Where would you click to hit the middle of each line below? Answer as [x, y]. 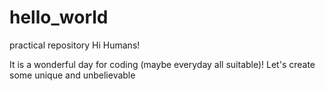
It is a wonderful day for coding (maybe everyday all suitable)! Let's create [162, 64]
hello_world [59, 17]
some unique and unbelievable [72, 75]
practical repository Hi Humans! [75, 45]
